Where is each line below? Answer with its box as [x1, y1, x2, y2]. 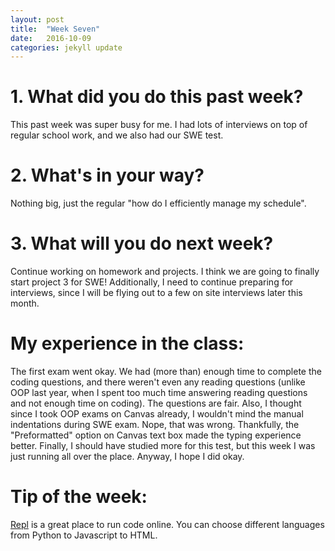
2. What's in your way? [10, 164, 205, 187]
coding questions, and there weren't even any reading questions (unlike [10, 376, 306, 388]
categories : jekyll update [10, 42, 123, 53]
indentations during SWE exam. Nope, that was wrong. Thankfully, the [10, 419, 300, 430]
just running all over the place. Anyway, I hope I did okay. [10, 451, 245, 462]
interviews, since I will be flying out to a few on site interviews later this [10, 287, 303, 299]
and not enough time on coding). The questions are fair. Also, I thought [10, 397, 302, 409]
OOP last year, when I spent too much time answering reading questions [10, 387, 308, 398]
